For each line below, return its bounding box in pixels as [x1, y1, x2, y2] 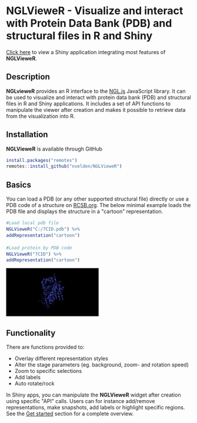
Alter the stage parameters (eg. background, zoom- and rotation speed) [14, 361, 189, 368]
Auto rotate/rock [14, 380, 55, 387]
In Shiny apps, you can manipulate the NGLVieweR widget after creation [6, 391, 181, 398]
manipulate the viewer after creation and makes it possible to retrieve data [6, 106, 186, 113]
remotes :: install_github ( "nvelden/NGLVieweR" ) [6, 164, 122, 169]
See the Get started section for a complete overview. [6, 410, 134, 417]
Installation [6, 129, 48, 139]
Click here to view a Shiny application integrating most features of [6, 48, 166, 55]
